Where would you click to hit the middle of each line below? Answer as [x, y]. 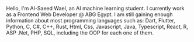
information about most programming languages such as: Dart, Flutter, [91, 20]
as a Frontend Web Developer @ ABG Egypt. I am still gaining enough [89, 14]
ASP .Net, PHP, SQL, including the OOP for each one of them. [80, 33]
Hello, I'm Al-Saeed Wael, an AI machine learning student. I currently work [95, 8]
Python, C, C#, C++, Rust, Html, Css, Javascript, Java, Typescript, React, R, [97, 26]
